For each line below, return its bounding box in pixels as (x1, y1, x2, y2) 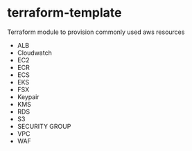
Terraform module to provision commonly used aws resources (7, 28, 185, 36)
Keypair (17, 92, 40, 101)
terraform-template (7, 5, 122, 21)
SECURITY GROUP (17, 122, 71, 130)
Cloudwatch (17, 48, 52, 57)
